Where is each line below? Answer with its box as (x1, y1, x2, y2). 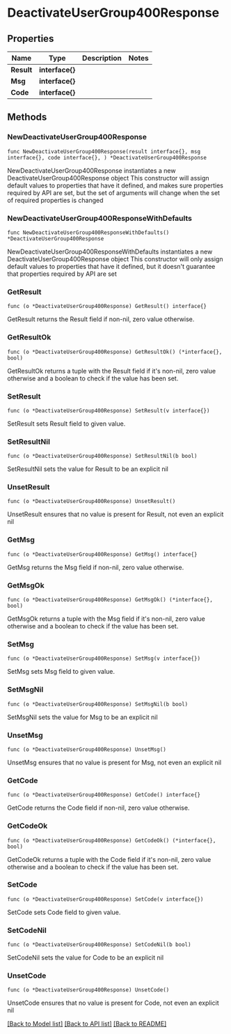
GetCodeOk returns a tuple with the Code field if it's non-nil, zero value (7, 855, 212, 863)
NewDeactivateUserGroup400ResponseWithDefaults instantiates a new (7, 247, 213, 256)
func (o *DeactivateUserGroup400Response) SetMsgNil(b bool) (7, 700, 189, 708)
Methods (7, 111, 47, 123)
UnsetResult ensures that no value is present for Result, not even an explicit (7, 510, 224, 518)
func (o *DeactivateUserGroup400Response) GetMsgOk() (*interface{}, (7, 596, 214, 603)
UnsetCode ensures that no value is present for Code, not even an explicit (7, 998, 219, 1008)
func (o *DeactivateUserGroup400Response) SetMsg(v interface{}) (7, 655, 200, 663)
